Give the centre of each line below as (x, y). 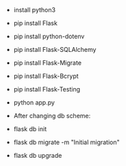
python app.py (34, 102)
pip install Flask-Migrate (48, 63)
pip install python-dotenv (49, 36)
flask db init (30, 129)
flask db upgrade (38, 155)
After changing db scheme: (52, 116)
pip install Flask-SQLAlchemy (55, 50)
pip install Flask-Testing (47, 89)
